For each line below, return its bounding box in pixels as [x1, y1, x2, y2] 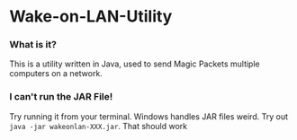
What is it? [9, 39, 57, 51]
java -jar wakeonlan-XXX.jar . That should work [9, 120, 187, 131]
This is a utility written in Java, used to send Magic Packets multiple [9, 58, 260, 69]
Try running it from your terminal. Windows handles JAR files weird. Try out [9, 110, 288, 122]
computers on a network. [9, 68, 103, 79]
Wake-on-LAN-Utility [9, 6, 173, 27]
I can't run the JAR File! [9, 91, 113, 103]
